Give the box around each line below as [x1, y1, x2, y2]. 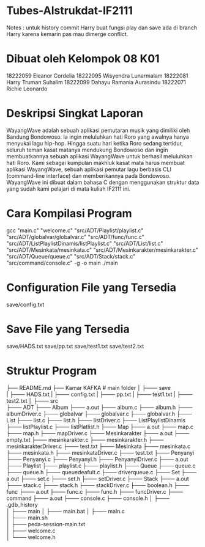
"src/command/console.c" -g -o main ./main [6, 259, 118, 266]
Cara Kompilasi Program [6, 207, 133, 220]
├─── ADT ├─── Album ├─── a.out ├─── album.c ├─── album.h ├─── [6, 403, 193, 411]
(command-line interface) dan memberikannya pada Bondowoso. [6, 172, 171, 179]
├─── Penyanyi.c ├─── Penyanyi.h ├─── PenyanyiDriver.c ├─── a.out [6, 455, 188, 463]
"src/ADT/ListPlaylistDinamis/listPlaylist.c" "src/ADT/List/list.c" [6, 240, 163, 247]
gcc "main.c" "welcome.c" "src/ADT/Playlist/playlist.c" [6, 227, 144, 234]
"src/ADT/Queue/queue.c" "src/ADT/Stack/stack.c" [6, 252, 136, 260]
